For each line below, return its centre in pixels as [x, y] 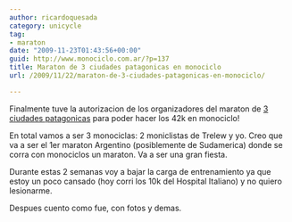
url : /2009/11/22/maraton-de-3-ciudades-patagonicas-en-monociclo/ [138, 76]
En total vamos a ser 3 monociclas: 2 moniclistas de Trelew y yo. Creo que [146, 136]
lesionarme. [31, 190]
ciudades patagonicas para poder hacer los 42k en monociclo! [125, 118]
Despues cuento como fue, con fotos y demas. [96, 208]
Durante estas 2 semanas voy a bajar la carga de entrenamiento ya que [140, 171]
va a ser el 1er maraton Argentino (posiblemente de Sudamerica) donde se [146, 144]
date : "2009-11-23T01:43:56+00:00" [75, 51]
